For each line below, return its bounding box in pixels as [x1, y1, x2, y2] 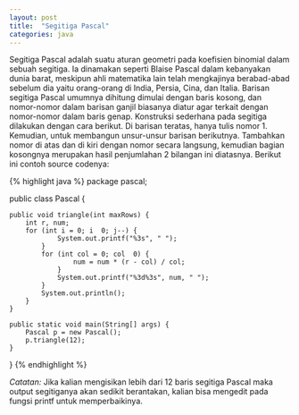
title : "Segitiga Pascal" [9, 21, 110, 30]
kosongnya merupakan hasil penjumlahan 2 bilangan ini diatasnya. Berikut [9, 149, 281, 160]
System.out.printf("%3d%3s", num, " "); [56, 274, 210, 283]
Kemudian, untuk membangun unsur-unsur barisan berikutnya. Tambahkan [9, 131, 286, 141]
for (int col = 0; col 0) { [41, 250, 150, 259]
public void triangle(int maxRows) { [9, 211, 150, 220]
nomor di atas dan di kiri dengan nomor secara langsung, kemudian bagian [9, 140, 285, 150]
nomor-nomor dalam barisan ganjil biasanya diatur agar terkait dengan [9, 102, 269, 113]
